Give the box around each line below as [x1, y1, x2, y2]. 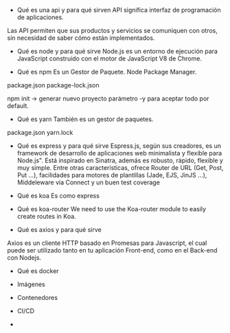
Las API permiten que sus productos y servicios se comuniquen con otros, [7, 27, 218, 34]
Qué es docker [16, 267, 60, 275]
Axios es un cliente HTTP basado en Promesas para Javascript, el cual [7, 239, 207, 247]
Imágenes [16, 280, 46, 288]
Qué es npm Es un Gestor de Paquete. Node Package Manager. [16, 68, 197, 76]
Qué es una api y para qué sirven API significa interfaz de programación [16, 6, 221, 14]
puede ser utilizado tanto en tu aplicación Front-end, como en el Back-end [7, 246, 218, 254]
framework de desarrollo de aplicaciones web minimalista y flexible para [16, 149, 222, 157]
